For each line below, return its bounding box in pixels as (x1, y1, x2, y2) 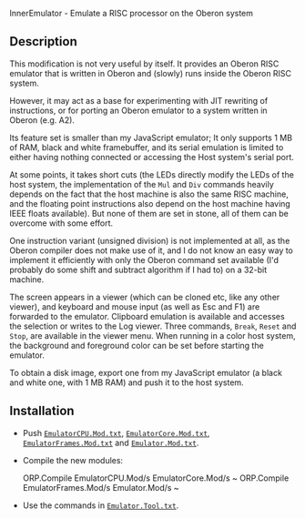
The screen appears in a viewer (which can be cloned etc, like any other (9, 291, 280, 302)
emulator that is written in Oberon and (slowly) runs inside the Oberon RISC (9, 67, 292, 78)
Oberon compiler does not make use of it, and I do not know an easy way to (9, 245, 294, 256)
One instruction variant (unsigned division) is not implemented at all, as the (9, 235, 290, 246)
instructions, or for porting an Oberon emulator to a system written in (9, 105, 268, 116)
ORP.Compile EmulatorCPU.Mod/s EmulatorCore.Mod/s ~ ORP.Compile (22, 473, 290, 483)
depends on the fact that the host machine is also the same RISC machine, (9, 188, 289, 199)
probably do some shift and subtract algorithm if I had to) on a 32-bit (9, 264, 268, 275)
